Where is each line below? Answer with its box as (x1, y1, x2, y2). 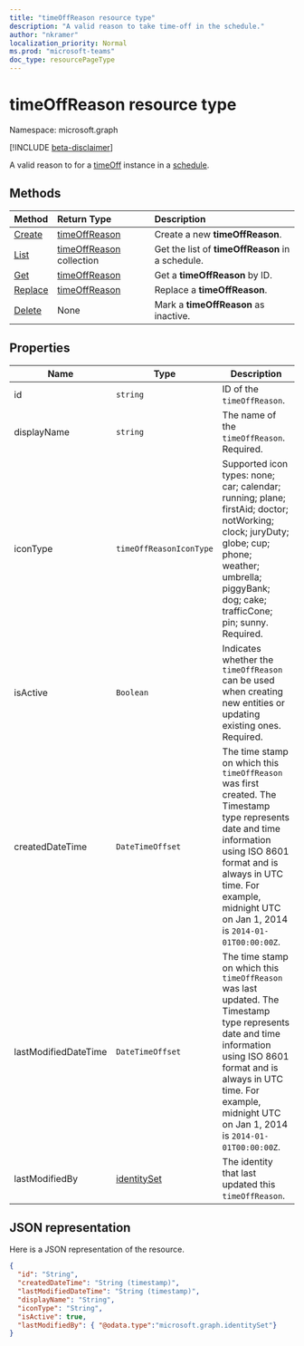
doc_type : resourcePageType (9, 55, 116, 64)
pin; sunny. (222, 615, 269, 628)
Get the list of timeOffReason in (154, 242, 290, 255)
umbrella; (222, 570, 262, 583)
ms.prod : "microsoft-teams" (9, 47, 116, 56)
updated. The (222, 993, 280, 1006)
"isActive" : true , (17, 1312, 88, 1322)
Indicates (222, 642, 261, 654)
